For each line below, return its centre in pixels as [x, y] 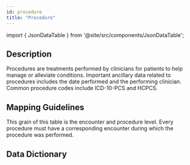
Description [29, 54]
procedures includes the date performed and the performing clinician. [94, 82]
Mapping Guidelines [45, 107]
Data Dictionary [37, 154]
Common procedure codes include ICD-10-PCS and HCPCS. [82, 88]
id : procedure [24, 12]
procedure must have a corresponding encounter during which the [90, 128]
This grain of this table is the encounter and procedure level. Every [90, 122]
